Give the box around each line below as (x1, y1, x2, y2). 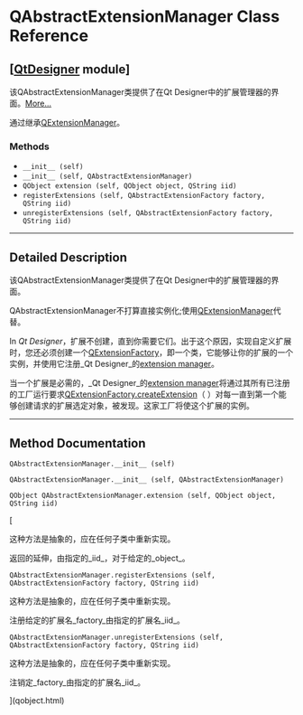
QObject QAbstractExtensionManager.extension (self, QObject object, (9, 491, 277, 500)
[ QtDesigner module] (9, 61, 131, 77)
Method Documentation (9, 436, 146, 451)
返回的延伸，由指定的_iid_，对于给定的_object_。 (9, 552, 190, 563)
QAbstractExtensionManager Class (9, 6, 280, 27)
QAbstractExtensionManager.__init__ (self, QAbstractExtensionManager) (9, 475, 284, 485)
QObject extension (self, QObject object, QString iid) (22, 182, 237, 191)
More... (25, 98, 52, 108)
